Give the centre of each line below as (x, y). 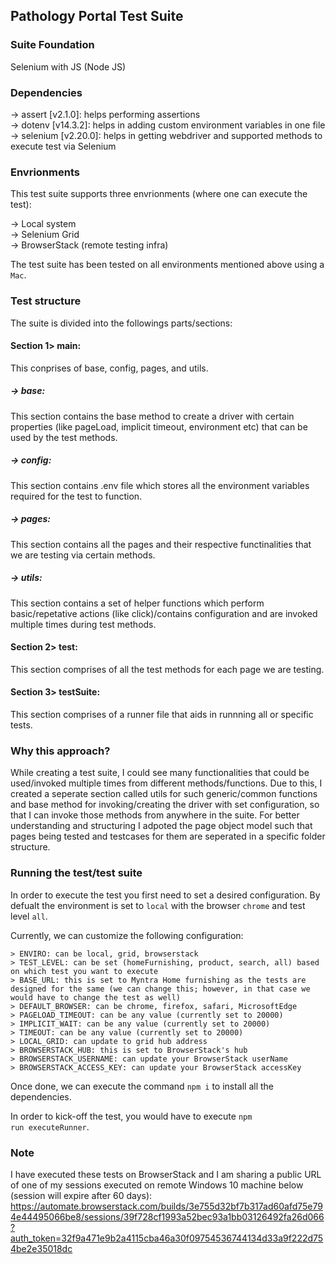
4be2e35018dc (41, 1248)
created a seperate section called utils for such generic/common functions (164, 794)
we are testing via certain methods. (83, 555)
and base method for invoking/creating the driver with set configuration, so (165, 805)
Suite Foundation (52, 45)
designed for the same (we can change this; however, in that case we (160, 989)
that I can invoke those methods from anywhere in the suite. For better (155, 815)
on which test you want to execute (84, 971)
